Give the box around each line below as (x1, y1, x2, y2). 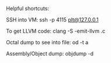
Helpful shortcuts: (6, 5, 50, 12)
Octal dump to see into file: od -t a (6, 39, 89, 45)
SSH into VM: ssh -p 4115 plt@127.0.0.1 (6, 16, 99, 23)
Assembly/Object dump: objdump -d (6, 50, 94, 57)
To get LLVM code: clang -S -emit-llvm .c (6, 27, 106, 34)
